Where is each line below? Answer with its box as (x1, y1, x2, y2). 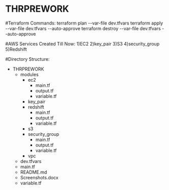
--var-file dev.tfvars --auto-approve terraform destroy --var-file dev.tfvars (5, 25, 161, 31)
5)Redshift (5, 46, 27, 52)
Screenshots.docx (20, 174, 59, 180)
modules (20, 71, 39, 77)
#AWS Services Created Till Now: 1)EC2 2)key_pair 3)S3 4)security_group (5, 40, 160, 46)
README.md (20, 169, 47, 175)
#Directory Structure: (5, 56, 50, 62)
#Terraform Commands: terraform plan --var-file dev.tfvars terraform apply (5, 20, 163, 26)
